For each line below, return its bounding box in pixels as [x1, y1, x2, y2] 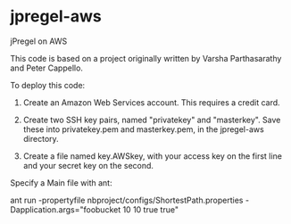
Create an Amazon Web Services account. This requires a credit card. [22, 96, 280, 108]
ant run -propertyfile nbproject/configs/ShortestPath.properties [10, 195, 244, 205]
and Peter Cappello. [10, 62, 84, 73]
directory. [22, 133, 59, 144]
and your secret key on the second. [22, 160, 154, 170]
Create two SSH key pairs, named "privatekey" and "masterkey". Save [22, 114, 281, 125]
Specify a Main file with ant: [10, 177, 112, 188]
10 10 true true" [122, 203, 179, 215]
